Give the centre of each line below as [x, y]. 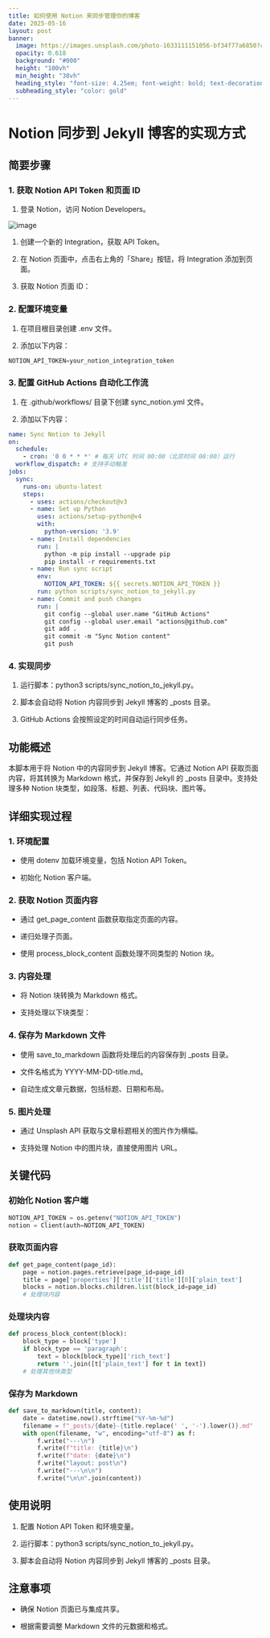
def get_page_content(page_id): [62, 1265]
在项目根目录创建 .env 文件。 [68, 328]
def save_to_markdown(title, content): [75, 1411]
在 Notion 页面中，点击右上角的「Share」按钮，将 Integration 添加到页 [136, 259]
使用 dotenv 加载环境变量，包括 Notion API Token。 [105, 860]
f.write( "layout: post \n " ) [82, 1463]
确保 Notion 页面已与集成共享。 [72, 1609]
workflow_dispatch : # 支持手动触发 [72, 464]
